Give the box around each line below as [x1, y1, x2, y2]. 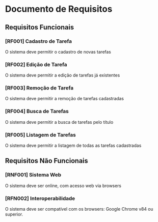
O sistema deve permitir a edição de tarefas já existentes [5, 72, 120, 78]
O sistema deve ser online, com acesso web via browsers [5, 183, 122, 189]
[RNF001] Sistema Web [5, 171, 61, 178]
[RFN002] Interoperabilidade [5, 195, 75, 202]
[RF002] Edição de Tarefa [5, 61, 67, 68]
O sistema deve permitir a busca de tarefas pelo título [5, 119, 114, 125]
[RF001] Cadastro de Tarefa [5, 38, 72, 45]
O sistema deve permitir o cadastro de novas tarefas [5, 49, 111, 55]
